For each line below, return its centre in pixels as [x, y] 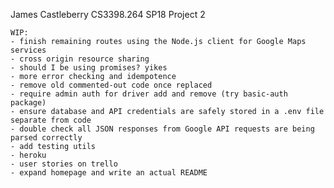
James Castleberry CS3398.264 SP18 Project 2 [108, 14]
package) [28, 103]
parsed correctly [46, 138]
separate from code [51, 120]
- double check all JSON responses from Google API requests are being [162, 129]
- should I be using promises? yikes [89, 68]
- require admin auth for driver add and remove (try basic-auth [149, 94]
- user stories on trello [64, 164]
